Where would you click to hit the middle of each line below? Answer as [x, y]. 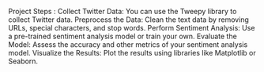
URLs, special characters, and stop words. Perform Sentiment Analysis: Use [132, 28]
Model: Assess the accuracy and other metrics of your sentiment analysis [128, 45]
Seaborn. [23, 61]
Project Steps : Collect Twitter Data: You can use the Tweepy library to [123, 11]
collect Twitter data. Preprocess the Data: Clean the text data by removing [128, 20]
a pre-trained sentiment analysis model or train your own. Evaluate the [123, 36]
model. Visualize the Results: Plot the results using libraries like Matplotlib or [132, 53]
